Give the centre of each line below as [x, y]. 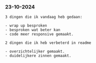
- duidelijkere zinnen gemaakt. [38, 56]
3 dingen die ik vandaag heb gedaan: [44, 17]
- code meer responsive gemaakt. [39, 34]
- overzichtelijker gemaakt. [35, 52]
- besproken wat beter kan [33, 30]
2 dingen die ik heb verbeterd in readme [48, 43]
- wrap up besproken [26, 26]
